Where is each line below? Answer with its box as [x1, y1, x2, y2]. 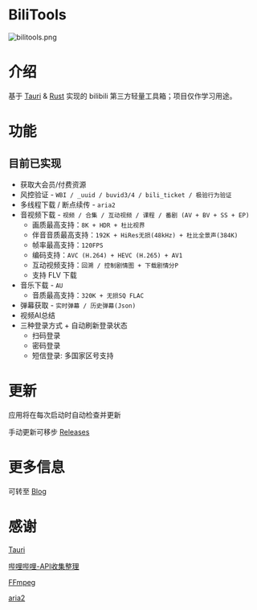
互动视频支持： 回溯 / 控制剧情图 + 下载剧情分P [31, 260, 179, 270]
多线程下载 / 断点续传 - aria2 [19, 200, 116, 209]
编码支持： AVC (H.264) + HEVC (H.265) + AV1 [31, 249, 183, 259]
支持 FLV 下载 [31, 270, 78, 279]
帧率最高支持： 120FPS [31, 240, 104, 249]
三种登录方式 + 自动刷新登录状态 [19, 320, 128, 330]
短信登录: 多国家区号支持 [31, 350, 114, 360]
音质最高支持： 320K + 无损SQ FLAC [31, 290, 145, 299]
